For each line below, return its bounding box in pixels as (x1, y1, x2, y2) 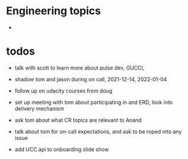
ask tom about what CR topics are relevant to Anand (14, 116, 142, 123)
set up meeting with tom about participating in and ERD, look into (14, 98, 173, 106)
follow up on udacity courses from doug (14, 87, 112, 94)
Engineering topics (6, 4, 101, 18)
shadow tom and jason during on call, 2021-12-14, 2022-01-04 (14, 75, 167, 82)
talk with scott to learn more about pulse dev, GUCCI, (14, 64, 145, 71)
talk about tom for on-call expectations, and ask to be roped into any (14, 128, 182, 135)
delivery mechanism (14, 105, 64, 112)
